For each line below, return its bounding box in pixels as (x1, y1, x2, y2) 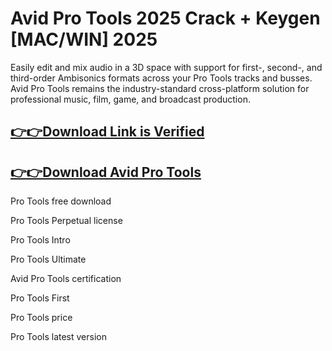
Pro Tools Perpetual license (10, 215, 123, 227)
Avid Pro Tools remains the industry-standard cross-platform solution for (10, 82, 310, 94)
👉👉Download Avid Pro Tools (10, 163, 202, 181)
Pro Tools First (10, 292, 70, 304)
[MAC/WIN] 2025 (10, 28, 158, 51)
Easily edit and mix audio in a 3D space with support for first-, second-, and (10, 61, 323, 73)
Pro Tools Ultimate (10, 253, 87, 266)
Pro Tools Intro (10, 234, 71, 246)
